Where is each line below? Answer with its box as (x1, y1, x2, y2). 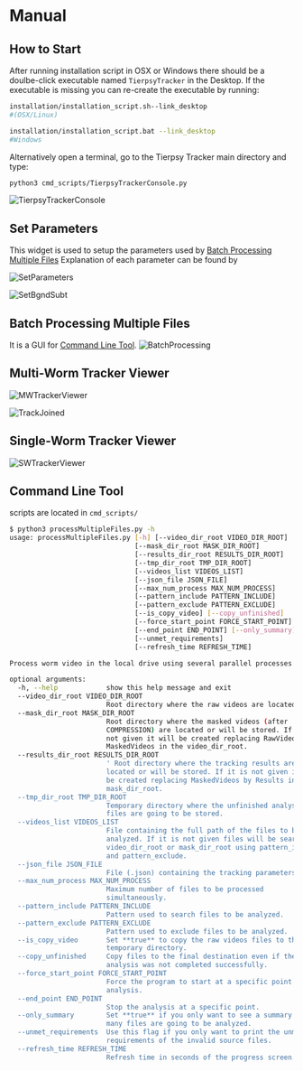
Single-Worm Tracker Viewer (9, 433, 177, 449)
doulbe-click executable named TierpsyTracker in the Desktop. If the (9, 75, 265, 86)
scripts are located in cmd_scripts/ (9, 508, 138, 518)
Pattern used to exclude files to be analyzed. (106, 927, 289, 936)
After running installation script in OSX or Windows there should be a (9, 65, 265, 76)
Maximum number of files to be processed (106, 885, 264, 894)
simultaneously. (106, 893, 168, 903)
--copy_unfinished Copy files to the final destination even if (17, 952, 280, 962)
